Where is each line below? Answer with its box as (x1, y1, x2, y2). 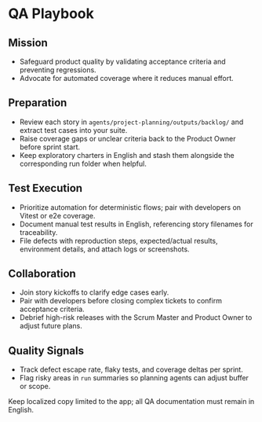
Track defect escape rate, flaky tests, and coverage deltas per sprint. (19, 365, 243, 374)
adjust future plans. (19, 321, 82, 331)
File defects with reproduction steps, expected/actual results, (19, 236, 218, 245)
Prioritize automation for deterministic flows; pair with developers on (19, 202, 242, 212)
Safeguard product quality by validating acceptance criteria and (19, 57, 226, 66)
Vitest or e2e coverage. (19, 211, 96, 220)
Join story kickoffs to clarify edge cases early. (19, 288, 169, 297)
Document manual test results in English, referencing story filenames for (19, 219, 253, 229)
